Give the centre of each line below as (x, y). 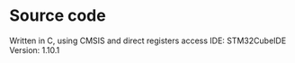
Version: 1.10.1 (35, 49)
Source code (58, 16)
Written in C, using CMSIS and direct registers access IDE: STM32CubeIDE (148, 40)
